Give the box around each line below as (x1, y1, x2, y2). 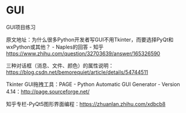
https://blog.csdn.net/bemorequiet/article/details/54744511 (6, 69, 149, 76)
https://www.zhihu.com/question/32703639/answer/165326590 (6, 50, 161, 57)
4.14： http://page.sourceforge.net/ (6, 88, 89, 95)
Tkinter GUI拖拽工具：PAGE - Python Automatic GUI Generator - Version (6, 80, 180, 88)
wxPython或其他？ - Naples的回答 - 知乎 (6, 43, 104, 50)
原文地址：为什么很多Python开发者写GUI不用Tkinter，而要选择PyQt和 (6, 36, 174, 43)
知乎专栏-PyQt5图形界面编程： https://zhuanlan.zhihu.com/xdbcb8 (6, 100, 166, 107)
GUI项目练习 (6, 23, 36, 30)
